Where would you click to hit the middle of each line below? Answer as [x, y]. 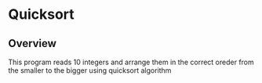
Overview [33, 43]
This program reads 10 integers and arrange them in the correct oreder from [131, 62]
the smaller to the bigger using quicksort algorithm [90, 70]
